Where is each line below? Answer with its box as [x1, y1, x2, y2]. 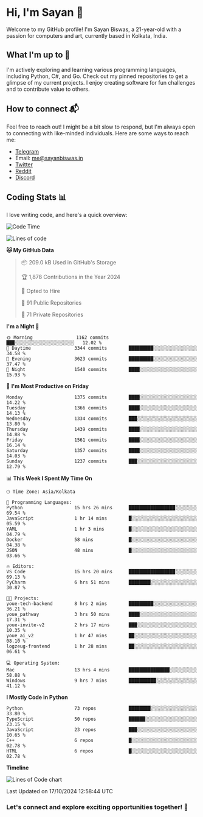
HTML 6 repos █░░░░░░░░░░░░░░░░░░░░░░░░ [6, 748, 198, 754]
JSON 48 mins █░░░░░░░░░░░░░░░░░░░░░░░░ [6, 548, 198, 554]
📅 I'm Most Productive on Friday [6, 383, 89, 390]
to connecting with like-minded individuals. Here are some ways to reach [6, 129, 189, 136]
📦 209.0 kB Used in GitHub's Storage [21, 259, 117, 266]
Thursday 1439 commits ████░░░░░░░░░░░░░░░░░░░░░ [6, 426, 198, 433]
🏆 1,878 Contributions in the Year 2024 [21, 274, 120, 281]
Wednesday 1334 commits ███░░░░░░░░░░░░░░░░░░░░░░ [6, 416, 198, 422]
